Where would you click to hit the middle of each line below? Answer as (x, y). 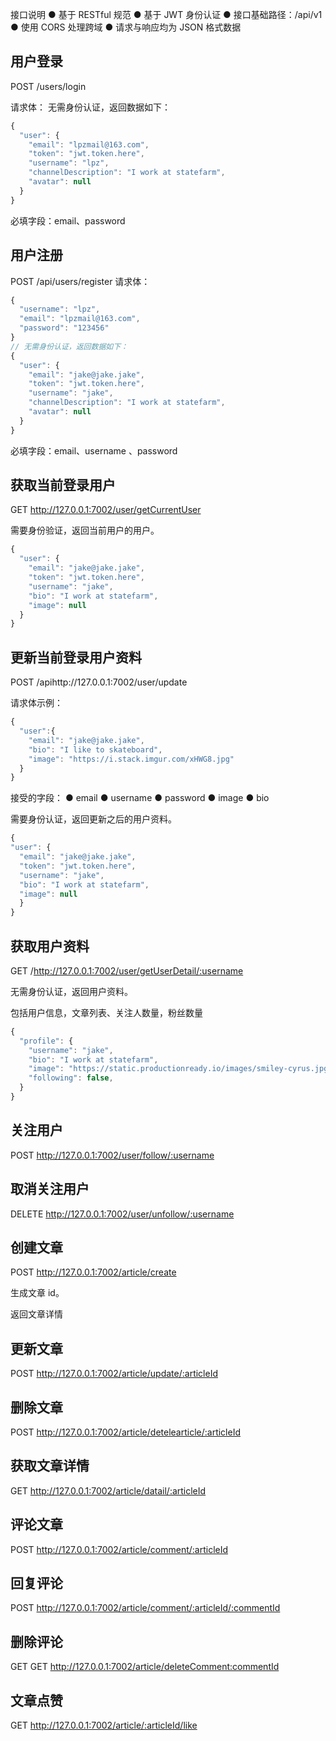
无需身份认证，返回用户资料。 (71, 991)
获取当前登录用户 (63, 485)
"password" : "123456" (64, 328)
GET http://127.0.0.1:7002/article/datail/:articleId (108, 1490)
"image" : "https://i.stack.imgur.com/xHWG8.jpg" (131, 759)
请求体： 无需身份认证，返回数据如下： (90, 107)
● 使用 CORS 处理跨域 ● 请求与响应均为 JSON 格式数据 (126, 27)
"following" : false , (71, 1078)
